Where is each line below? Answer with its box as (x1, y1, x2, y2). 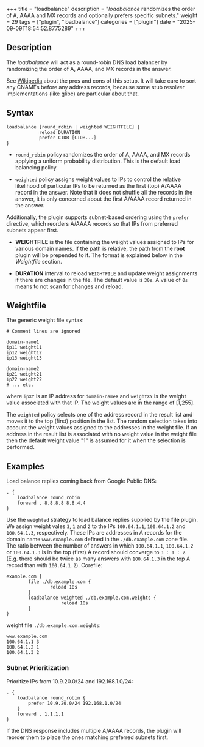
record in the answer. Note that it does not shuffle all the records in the (15, 188, 193, 196)
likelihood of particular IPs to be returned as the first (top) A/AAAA (15, 182, 181, 189)
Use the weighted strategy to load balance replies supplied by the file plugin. (6, 516, 198, 524)
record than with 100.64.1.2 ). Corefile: (6, 562, 103, 569)
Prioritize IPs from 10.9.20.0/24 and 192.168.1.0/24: (6, 677, 133, 685)
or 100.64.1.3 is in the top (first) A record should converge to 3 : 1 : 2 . (6, 549, 187, 556)
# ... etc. (6, 382, 34, 388)
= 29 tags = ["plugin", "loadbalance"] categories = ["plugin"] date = (6, 18, 176, 25)
